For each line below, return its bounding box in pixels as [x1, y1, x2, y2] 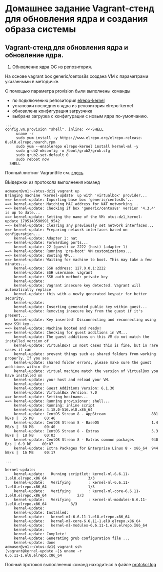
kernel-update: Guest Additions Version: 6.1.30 [14, 386, 115, 391]
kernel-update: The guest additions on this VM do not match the [14, 334, 150, 339]
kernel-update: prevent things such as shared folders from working [14, 352, 156, 357]
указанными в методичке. [5, 79, 60, 84]
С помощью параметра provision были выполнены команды [5, 88, 131, 94]
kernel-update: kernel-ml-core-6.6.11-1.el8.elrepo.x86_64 [14, 519, 141, 524]
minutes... [5, 262, 27, 266]
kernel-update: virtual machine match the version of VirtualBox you [14, 369, 159, 374]
